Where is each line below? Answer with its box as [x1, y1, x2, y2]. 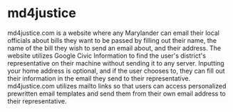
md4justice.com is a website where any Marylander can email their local [7, 29, 219, 37]
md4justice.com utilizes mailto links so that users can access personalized [7, 81, 227, 90]
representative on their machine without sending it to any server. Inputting [7, 58, 224, 67]
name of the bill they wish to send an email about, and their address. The [7, 44, 222, 52]
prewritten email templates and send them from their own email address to [7, 89, 227, 98]
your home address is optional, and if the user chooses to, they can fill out [7, 66, 226, 75]
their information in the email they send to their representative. [7, 73, 191, 83]
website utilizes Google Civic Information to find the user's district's [7, 51, 207, 60]
